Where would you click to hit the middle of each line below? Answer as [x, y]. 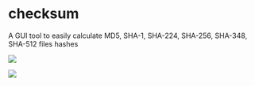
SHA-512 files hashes [43, 43]
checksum [44, 14]
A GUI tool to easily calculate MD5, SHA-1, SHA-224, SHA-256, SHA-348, [128, 36]
